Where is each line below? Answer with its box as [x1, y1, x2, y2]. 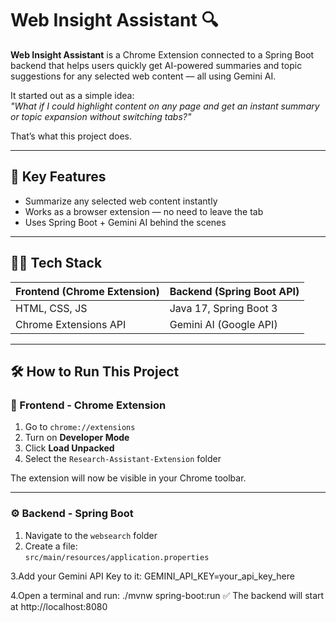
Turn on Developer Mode [24, 432, 130, 444]
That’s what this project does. [10, 130, 132, 142]
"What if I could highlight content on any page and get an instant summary [10, 100, 320, 112]
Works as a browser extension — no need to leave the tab [24, 205, 264, 217]
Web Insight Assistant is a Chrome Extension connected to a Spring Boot [10, 48, 315, 61]
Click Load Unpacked [24, 442, 115, 454]
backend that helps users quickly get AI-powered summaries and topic [10, 59, 303, 71]
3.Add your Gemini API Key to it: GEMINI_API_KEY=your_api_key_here [10, 570, 295, 582]
